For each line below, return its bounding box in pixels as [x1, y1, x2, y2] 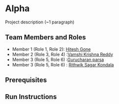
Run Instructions [5, 92, 57, 101]
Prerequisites [5, 76, 47, 84]
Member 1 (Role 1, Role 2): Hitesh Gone [12, 46, 91, 52]
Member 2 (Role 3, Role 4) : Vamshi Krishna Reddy [12, 51, 114, 57]
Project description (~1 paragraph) [5, 19, 74, 25]
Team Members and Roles [5, 33, 86, 42]
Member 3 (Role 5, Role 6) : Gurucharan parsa [12, 57, 104, 62]
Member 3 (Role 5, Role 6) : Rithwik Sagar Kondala [12, 62, 114, 67]
